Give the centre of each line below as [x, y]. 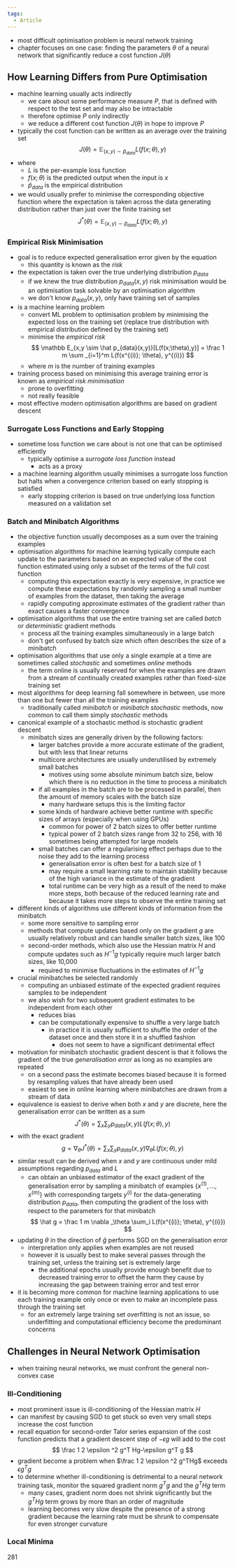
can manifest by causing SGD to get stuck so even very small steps [114, 1417]
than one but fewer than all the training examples [88, 700]
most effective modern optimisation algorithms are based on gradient [117, 403]
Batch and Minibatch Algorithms [63, 521]
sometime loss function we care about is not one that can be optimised [120, 444]
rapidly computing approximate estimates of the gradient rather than [126, 604]
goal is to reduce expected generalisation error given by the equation [117, 257]
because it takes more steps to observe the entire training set [137, 901]
